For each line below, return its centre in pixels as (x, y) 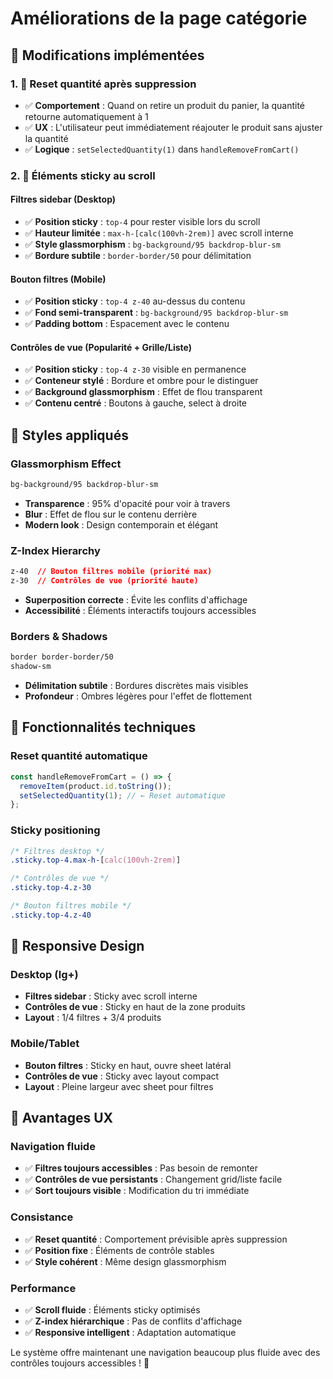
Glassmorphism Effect (66, 464)
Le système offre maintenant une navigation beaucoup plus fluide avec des (165, 1353)
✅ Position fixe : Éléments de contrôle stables (119, 1250)
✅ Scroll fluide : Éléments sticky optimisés (112, 1310)
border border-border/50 (62, 657)
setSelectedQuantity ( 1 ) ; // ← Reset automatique (122, 795)
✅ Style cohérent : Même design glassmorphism (125, 1261)
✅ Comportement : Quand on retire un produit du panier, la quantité (164, 105)
